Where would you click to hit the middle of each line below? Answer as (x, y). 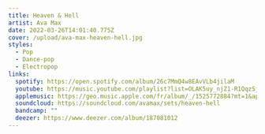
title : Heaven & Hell (44, 15)
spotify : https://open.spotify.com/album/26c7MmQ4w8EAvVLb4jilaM (125, 81)
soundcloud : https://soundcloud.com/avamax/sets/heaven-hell (118, 103)
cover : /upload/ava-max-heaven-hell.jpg (76, 37)
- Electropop (37, 67)
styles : (21, 45)
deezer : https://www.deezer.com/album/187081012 (97, 118)
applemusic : (35, 96)
